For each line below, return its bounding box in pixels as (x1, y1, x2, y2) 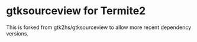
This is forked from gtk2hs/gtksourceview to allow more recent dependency (6, 24, 192, 31)
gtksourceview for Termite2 (6, 4, 146, 18)
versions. (6, 30, 28, 37)
